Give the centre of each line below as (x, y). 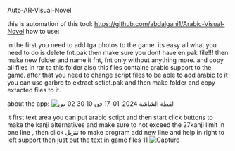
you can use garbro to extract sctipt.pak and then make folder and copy (112, 83)
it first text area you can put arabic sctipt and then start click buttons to (110, 117)
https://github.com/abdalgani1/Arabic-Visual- (159, 24)
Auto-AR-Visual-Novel (39, 10)
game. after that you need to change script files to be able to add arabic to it (118, 75)
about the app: (28, 104)
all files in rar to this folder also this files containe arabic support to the (109, 67)
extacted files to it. (34, 90)
